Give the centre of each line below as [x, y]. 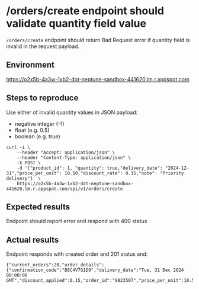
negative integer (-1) [39, 123]
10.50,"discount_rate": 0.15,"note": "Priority [124, 173]
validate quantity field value [76, 23]
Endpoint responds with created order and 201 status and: [77, 254]
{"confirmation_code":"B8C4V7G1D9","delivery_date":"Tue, [79, 270]
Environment [31, 65]
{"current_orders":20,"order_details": [55, 265]
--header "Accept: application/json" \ [66, 153]
